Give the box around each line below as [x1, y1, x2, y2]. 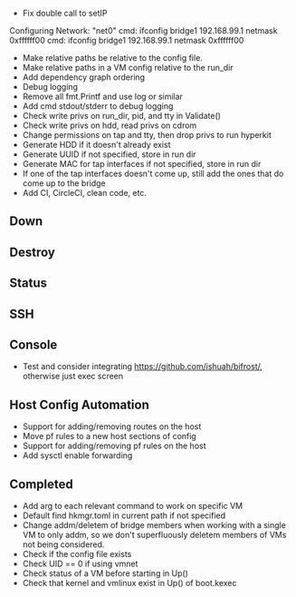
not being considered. [22, 539, 105, 550]
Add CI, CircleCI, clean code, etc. [22, 188, 148, 198]
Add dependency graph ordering [22, 72, 146, 83]
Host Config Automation [9, 396, 149, 412]
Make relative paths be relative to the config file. [22, 53, 204, 63]
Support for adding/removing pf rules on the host [22, 440, 206, 452]
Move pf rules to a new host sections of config [22, 431, 196, 442]
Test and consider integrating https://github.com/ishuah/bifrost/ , [22, 361, 263, 372]
